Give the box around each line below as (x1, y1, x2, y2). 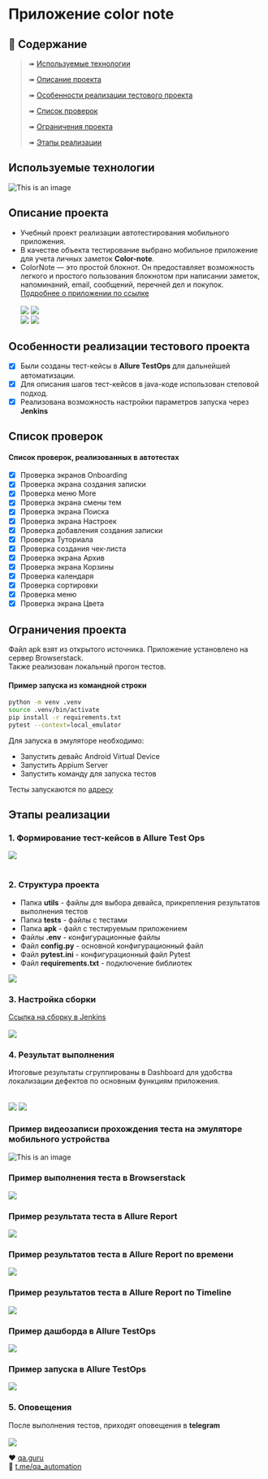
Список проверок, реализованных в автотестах (8, 452, 179, 462)
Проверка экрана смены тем (19, 497, 122, 508)
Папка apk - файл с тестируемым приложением (19, 923, 188, 933)
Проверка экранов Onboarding (19, 471, 128, 480)
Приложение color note (8, 5, 175, 24)
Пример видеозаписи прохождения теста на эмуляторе (8, 1123, 243, 1134)
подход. (19, 388, 49, 398)
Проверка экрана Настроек (19, 516, 118, 526)
